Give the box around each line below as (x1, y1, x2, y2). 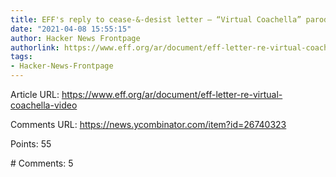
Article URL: (10, 89, 60, 100)
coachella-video (10, 99, 78, 111)
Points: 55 (10, 138, 52, 150)
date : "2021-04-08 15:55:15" (10, 24, 132, 34)
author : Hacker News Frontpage (10, 33, 141, 43)
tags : (10, 52, 33, 62)
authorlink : (10, 42, 60, 53)
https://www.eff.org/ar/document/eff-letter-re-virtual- (61, 89, 283, 100)
